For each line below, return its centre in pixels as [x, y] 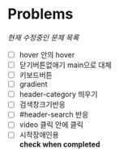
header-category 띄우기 [58, 95]
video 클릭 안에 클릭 [51, 125]
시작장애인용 [39, 135]
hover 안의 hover [47, 54]
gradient [33, 84]
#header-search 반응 [54, 115]
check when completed [59, 144]
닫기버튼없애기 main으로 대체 [66, 65]
